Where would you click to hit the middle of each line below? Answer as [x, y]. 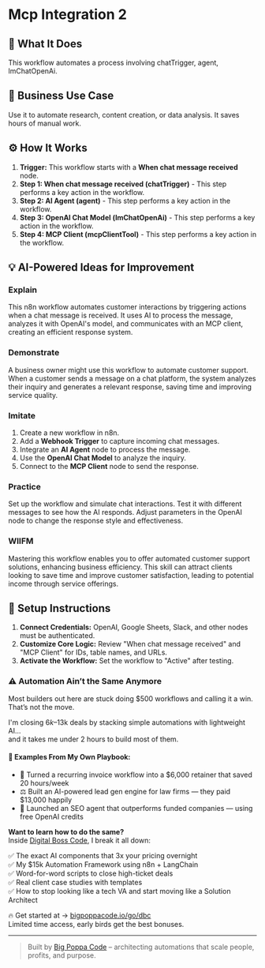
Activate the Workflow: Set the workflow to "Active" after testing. [127, 661]
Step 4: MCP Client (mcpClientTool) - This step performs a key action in [138, 234]
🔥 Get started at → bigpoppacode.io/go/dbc [80, 915]
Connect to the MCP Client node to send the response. [109, 466]
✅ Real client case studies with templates [75, 882]
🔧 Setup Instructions [60, 608]
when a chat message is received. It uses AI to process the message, [121, 315]
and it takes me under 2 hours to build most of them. [93, 739]
